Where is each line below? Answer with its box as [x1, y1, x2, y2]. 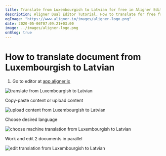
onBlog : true [5, 30, 32, 35]
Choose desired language [5, 117, 58, 122]
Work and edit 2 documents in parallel [5, 135, 83, 141]
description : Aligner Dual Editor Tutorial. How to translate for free [5, 12, 156, 17]
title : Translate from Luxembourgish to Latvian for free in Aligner [5, 7, 152, 12]
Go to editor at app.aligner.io [12, 78, 71, 84]
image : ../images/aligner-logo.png [5, 26, 79, 31]
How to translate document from [5, 51, 141, 63]
